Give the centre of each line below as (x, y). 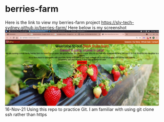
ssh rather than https (26, 114)
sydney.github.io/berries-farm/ (36, 27)
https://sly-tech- (117, 22)
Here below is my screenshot (97, 27)
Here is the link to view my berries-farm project (52, 22)
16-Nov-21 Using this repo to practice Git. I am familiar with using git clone (80, 109)
